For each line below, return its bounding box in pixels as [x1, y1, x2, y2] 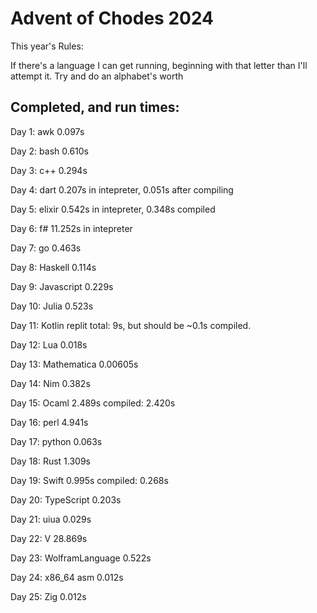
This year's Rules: [10, 40, 84, 52]
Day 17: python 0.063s [10, 435, 103, 447]
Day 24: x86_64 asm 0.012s [10, 571, 124, 583]
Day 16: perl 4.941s [10, 416, 89, 428]
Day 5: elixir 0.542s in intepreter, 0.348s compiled [10, 203, 216, 215]
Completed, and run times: [10, 99, 180, 116]
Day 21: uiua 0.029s [10, 513, 92, 525]
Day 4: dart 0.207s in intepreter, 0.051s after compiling [10, 183, 234, 196]
